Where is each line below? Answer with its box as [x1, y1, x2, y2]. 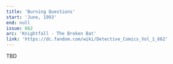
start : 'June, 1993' [6, 14, 57, 20]
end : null [6, 20, 31, 25]
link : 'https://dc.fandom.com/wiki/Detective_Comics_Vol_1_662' [6, 36, 168, 42]
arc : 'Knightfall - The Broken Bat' [6, 31, 97, 37]
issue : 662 [6, 25, 33, 31]
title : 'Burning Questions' [6, 8, 76, 15]
